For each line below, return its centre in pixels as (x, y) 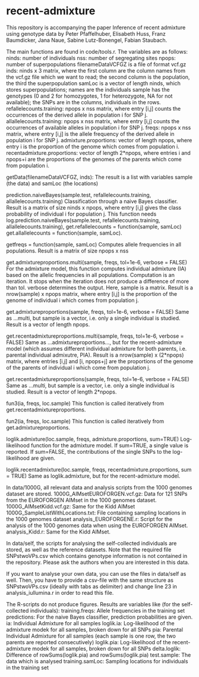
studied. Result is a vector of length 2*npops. (61, 392)
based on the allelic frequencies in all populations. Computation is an (91, 274)
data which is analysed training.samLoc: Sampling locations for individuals (97, 661)
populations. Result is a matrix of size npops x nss (67, 251)
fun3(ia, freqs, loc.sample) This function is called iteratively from (85, 403)
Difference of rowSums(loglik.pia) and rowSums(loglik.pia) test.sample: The (99, 655)
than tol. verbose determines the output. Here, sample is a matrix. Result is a (99, 288)
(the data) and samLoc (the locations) (52, 183)
